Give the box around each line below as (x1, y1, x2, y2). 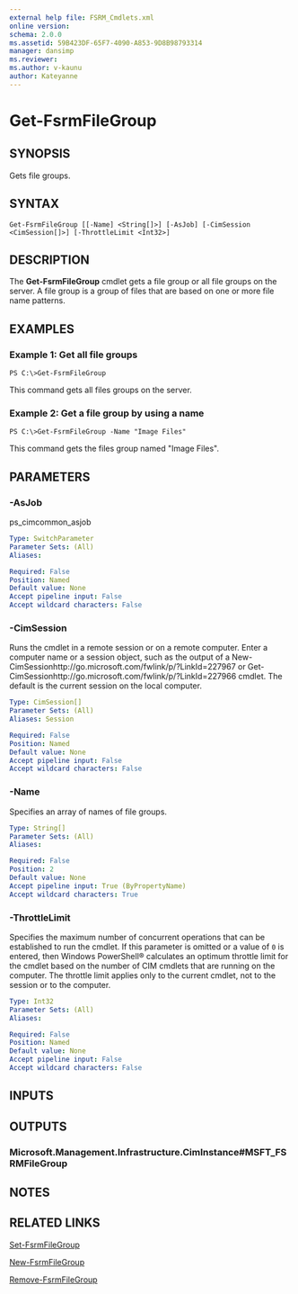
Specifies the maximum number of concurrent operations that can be (9, 931, 266, 942)
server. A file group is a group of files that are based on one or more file (9, 285, 275, 297)
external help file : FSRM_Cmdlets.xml (9, 13, 154, 22)
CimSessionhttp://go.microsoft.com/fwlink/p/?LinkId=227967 (9, 661, 236, 672)
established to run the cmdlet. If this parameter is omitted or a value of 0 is (9, 941, 285, 952)
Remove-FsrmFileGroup (9, 1274, 98, 1285)
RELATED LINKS (9, 1216, 101, 1231)
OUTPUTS (9, 1119, 67, 1134)
